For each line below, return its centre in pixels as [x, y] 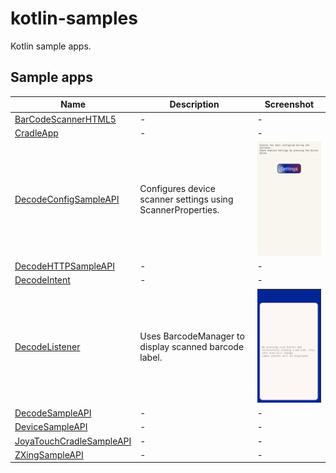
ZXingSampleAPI [49, 454]
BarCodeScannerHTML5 [65, 119]
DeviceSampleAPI [51, 427]
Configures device [177, 189]
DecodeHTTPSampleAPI [64, 266]
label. [151, 357]
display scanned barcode [192, 346]
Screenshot [289, 104]
